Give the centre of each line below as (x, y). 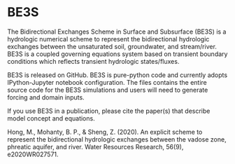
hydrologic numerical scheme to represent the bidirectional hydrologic (108, 39)
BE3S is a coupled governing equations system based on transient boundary (117, 54)
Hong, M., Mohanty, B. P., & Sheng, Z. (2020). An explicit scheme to (105, 132)
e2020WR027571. (33, 154)
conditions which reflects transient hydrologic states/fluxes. (93, 61)
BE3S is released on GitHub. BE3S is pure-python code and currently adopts (117, 75)
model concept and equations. (51, 118)
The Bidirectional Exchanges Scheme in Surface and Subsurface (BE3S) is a (117, 32)
